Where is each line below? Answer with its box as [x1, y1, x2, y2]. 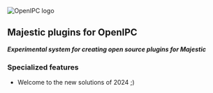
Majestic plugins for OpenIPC [7, 26, 138, 38]
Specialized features [7, 62, 79, 72]
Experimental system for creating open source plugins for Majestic [7, 45, 206, 53]
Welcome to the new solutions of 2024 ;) [17, 78, 135, 87]
